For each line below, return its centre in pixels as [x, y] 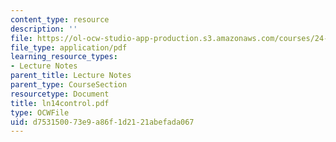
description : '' [44, 29]
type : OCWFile [40, 112]
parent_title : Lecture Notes [71, 76]
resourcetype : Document [60, 94]
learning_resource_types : [64, 57]
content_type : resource [60, 19]
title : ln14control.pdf [60, 103]
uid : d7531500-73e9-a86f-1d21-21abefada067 [102, 122]
